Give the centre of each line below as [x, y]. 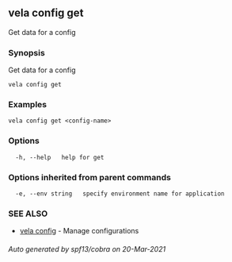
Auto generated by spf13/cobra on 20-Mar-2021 [87, 249]
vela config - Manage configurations [79, 231]
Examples [28, 105]
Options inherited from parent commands [90, 177]
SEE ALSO [28, 214]
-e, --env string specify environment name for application [120, 194]
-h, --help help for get [60, 157]
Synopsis [27, 52]
